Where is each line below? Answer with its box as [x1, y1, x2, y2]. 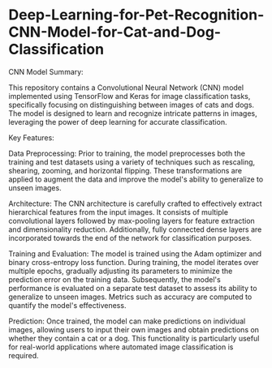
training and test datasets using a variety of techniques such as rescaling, [8, 156, 256, 167]
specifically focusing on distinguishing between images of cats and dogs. [8, 100, 254, 109]
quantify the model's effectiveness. [8, 300, 127, 310]
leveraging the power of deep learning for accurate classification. [8, 117, 227, 126]
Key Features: [8, 132, 54, 143]
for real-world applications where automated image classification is [8, 342, 234, 352]
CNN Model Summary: [8, 66, 84, 76]
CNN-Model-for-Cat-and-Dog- [8, 23, 222, 41]
